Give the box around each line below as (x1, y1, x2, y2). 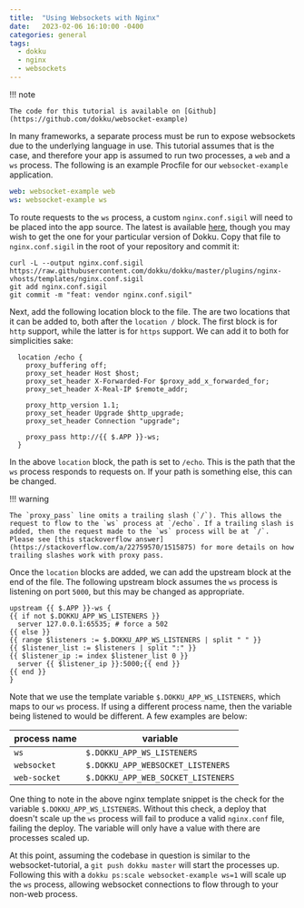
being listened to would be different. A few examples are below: (9, 711, 248, 721)
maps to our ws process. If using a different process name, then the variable (9, 701, 292, 711)
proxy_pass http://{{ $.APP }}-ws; (25, 432, 161, 441)
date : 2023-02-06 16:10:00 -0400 (9, 22, 144, 31)
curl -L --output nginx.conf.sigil (9, 258, 144, 267)
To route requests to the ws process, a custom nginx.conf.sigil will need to (9, 211, 293, 223)
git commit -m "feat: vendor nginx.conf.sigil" (9, 290, 193, 299)
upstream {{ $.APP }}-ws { (9, 603, 112, 612)
